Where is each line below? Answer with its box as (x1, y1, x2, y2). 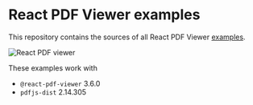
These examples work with (8, 63, 98, 73)
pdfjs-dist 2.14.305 (19, 87, 87, 97)
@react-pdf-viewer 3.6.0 (19, 79, 101, 88)
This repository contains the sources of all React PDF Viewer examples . (8, 32, 246, 42)
